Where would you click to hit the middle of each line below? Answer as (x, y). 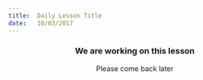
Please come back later (135, 68)
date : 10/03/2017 (41, 23)
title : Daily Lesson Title (55, 16)
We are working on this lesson (135, 51)
